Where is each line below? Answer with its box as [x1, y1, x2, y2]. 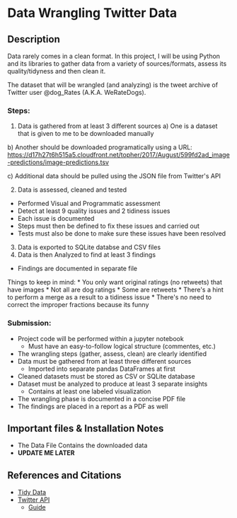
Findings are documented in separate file [17, 264, 138, 273]
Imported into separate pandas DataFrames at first [28, 364, 175, 373]
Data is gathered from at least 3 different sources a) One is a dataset [17, 122, 218, 130]
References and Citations [7, 469, 122, 481]
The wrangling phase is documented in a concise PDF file [17, 394, 186, 403]
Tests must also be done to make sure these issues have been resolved [17, 229, 226, 238]
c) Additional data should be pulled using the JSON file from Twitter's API [7, 172, 221, 180]
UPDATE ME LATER [17, 449, 76, 457]
